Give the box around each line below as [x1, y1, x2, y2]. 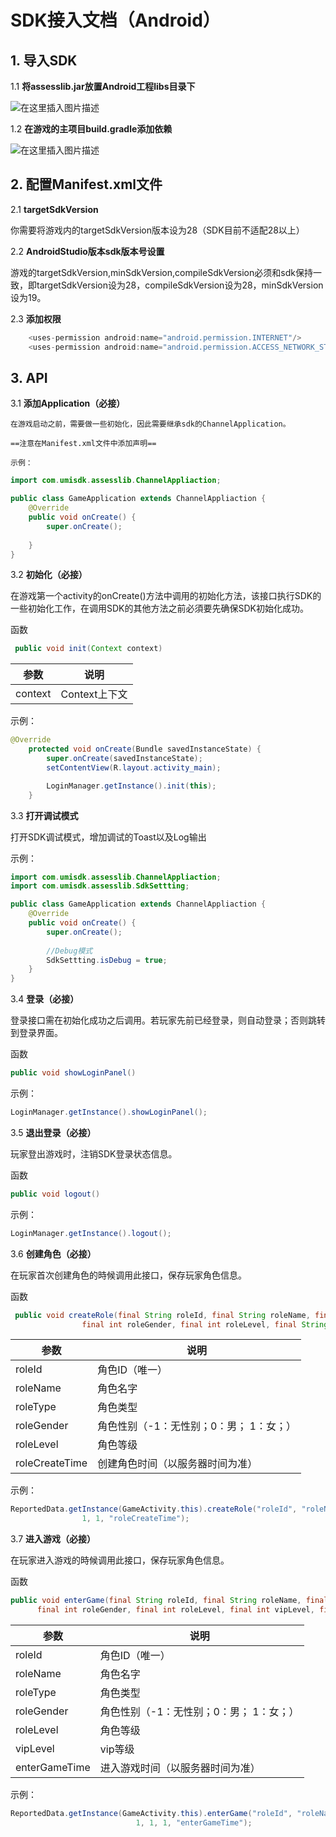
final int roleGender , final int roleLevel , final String [81, 1319, 329, 1330]
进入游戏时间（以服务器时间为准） [99, 1761, 261, 1775]
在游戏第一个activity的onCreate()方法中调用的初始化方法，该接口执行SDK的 [10, 590, 322, 602]
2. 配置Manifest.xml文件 [10, 176, 163, 193]
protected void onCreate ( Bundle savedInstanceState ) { [28, 744, 262, 755]
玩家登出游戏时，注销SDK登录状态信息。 [10, 1147, 178, 1160]
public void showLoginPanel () [10, 1068, 137, 1078]
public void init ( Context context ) [14, 644, 163, 654]
